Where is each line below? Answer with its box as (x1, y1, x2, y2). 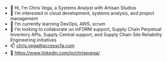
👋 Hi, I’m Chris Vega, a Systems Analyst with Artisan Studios (10, 5, 136, 11)
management (10, 16, 38, 21)
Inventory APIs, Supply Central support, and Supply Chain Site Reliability (10, 32, 162, 37)
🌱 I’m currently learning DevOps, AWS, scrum (10, 21, 106, 27)
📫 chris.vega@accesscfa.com (10, 43, 75, 48)
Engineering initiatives (10, 37, 57, 43)
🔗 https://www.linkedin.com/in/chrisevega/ (10, 50, 100, 55)
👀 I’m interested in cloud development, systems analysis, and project (10, 10, 154, 16)
